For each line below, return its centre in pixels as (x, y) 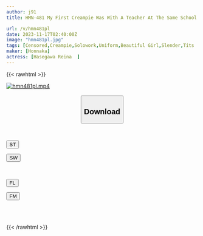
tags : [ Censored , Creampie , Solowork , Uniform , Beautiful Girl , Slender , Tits (100, 46)
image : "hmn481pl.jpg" (35, 40)
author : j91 (21, 12)
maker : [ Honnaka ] (28, 51)
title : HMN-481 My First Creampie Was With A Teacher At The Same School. (103, 18)
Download (102, 112)
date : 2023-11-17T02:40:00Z (42, 34)
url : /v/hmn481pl (28, 29)
